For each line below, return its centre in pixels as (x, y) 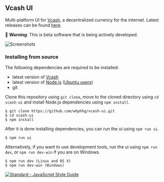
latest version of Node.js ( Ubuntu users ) (52, 82)
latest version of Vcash (35, 77)
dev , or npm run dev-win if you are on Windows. (53, 152)
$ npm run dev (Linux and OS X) (38, 161)
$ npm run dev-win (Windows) (35, 166)
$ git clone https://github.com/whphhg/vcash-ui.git (60, 111)
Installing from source (32, 57)
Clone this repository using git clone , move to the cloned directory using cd (82, 97)
